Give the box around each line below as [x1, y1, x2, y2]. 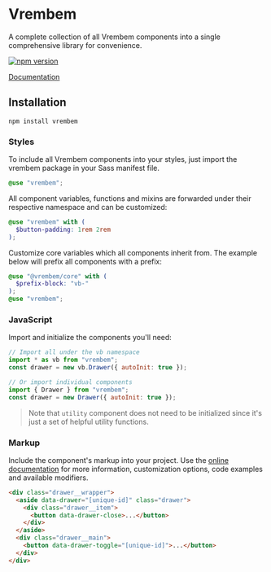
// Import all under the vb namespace [8, 348, 140, 356]
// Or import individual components [8, 378, 133, 386]
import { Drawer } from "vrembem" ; [8, 386, 129, 394]
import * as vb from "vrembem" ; [8, 356, 118, 365]
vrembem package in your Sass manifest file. [8, 164, 160, 173]
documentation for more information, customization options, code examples [8, 464, 263, 474]
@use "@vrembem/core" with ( [8, 272, 107, 281]
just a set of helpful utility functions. [28, 417, 149, 426]
